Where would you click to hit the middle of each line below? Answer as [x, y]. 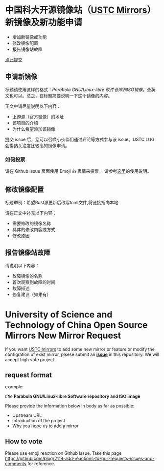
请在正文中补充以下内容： [31, 213]
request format [29, 375]
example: [14, 387]
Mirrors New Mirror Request [63, 335]
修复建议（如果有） [32, 294]
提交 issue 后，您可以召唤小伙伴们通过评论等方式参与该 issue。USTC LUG [80, 139]
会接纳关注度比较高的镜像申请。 [37, 145]
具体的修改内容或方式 [34, 229]
